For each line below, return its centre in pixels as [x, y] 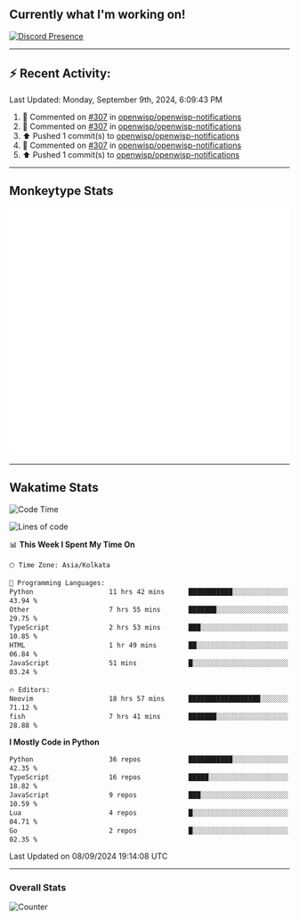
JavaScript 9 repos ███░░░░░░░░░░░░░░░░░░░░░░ [149, 795]
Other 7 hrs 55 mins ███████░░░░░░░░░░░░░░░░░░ [149, 609]
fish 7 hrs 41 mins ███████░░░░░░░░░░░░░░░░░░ [149, 716]
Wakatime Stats [54, 488]
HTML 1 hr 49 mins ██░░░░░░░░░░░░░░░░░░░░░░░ [149, 645]
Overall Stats [38, 887]
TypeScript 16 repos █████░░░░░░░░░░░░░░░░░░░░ [149, 777]
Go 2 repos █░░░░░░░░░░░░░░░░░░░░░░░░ [149, 830]
